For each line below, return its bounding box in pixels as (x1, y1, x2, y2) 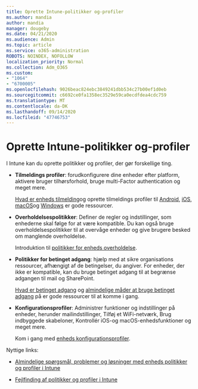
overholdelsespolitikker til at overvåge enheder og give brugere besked (14, 226, 191, 234)
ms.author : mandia (6, 14, 52, 20)
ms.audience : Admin (6, 36, 55, 42)
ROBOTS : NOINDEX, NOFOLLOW (6, 53, 73, 59)
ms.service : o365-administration (6, 48, 89, 54)
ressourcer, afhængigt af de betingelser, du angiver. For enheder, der (14, 262, 185, 269)
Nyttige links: (6, 347, 39, 354)
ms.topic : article (6, 42, 52, 48)
